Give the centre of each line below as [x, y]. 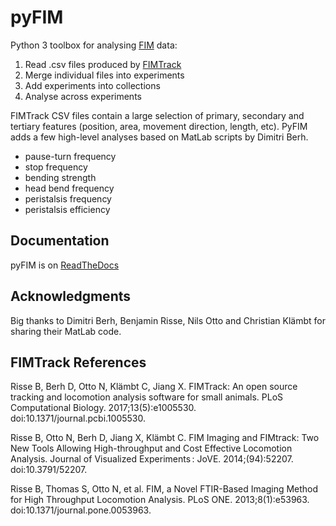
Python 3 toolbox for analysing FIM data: [94, 45]
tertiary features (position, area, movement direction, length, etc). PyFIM [159, 126]
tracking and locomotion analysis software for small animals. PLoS [147, 397]
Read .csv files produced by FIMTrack [103, 64]
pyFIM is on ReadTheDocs [65, 265]
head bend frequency [69, 188]
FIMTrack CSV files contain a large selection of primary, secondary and [157, 115]
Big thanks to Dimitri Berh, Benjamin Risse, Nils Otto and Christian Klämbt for [168, 320]
